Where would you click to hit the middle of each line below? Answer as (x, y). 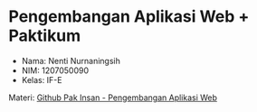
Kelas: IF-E (42, 79)
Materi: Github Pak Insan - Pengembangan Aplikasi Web (113, 98)
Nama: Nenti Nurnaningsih (71, 61)
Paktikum (45, 36)
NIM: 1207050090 (55, 70)
